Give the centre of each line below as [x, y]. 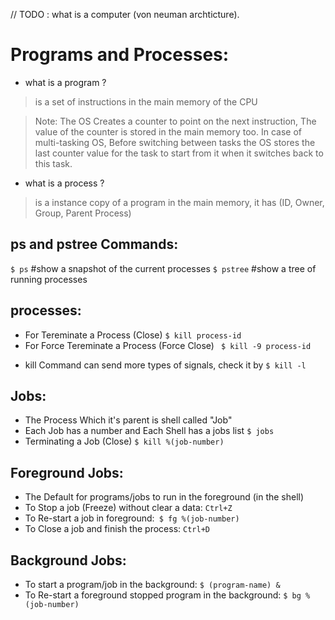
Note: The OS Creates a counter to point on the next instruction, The [175, 121]
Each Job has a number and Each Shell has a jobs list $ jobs [149, 431]
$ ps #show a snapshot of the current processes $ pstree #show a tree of [163, 268]
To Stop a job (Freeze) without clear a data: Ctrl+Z [128, 508]
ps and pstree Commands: [94, 244]
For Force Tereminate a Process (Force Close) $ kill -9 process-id [168, 345]
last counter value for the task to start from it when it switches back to [179, 153]
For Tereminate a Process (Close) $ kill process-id [133, 335]
